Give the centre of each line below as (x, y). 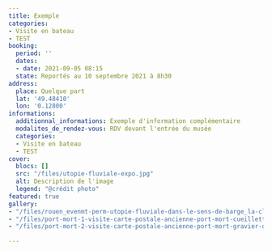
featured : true (34, 196)
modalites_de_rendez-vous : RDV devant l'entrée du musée (114, 129)
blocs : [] (32, 167)
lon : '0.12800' (41, 106)
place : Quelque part (50, 91)
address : (23, 83)
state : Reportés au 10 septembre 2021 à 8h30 (94, 76)
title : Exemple (34, 16)
